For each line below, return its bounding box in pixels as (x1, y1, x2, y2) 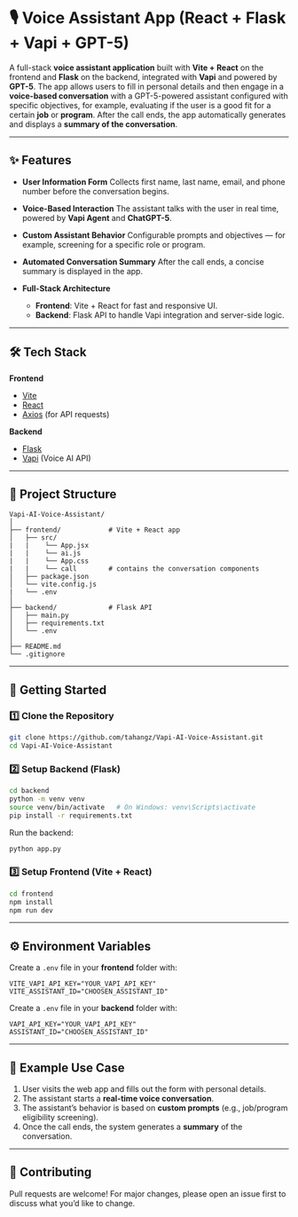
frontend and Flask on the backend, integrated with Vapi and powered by (9, 71, 278, 82)
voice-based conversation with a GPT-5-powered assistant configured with (9, 91, 288, 101)
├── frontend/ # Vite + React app (9, 526, 180, 534)
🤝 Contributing (9, 1165, 92, 1180)
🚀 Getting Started (9, 682, 107, 698)
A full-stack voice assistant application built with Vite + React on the (9, 62, 264, 73)
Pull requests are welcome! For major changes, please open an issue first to (9, 1188, 286, 1199)
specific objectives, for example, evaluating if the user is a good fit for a (9, 99, 271, 110)
